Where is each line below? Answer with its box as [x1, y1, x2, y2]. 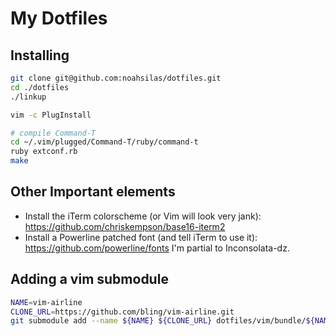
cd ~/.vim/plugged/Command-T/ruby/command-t [10, 137, 199, 147]
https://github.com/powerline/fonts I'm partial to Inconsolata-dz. [24, 242, 290, 254]
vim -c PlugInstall [10, 110, 92, 120]
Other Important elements [10, 183, 176, 201]
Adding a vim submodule [10, 271, 169, 288]
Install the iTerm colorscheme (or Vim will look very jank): [24, 210, 262, 222]
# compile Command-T [10, 128, 97, 138]
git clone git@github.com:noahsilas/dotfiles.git [10, 73, 222, 83]
